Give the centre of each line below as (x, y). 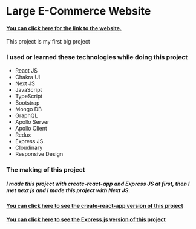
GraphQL (26, 115)
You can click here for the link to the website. (64, 28)
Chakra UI (28, 77)
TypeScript (29, 96)
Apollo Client (31, 128)
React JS (26, 70)
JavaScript (28, 89)
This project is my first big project (48, 42)
